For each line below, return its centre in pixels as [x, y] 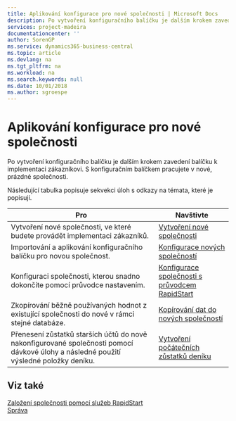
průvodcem [177, 285]
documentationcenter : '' [44, 33]
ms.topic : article [34, 54]
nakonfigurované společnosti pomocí [72, 344]
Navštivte [192, 215]
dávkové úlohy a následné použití [66, 352]
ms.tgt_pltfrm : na [34, 66]
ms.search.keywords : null [45, 79]
